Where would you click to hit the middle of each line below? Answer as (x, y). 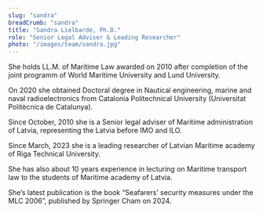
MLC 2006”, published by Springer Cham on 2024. (90, 201)
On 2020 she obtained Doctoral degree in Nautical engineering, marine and (130, 90)
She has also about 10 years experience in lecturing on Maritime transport (128, 169)
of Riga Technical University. (54, 154)
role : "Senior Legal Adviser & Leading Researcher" (94, 37)
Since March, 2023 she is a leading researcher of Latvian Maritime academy (131, 146)
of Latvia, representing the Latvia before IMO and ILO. (95, 131)
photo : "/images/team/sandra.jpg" (65, 45)
